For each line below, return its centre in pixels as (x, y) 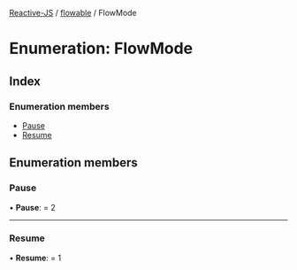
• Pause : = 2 (32, 207)
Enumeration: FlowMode (101, 49)
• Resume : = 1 (35, 258)
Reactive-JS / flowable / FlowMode (73, 13)
